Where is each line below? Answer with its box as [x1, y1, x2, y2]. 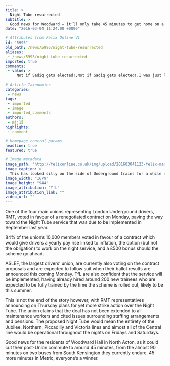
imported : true [5, 59, 37, 64]
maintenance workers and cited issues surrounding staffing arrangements [5, 313, 160, 319]
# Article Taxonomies [5, 82, 51, 88]
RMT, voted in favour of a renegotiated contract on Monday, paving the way [5, 214, 163, 220]
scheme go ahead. [5, 251, 45, 257]
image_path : [5, 161, 30, 167]
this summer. [5, 287, 32, 294]
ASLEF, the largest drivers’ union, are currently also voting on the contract [5, 260, 159, 266]
